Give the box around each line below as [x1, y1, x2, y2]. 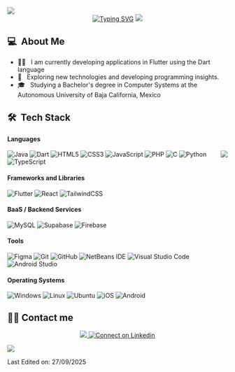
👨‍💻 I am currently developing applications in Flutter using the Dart [17, 57, 211, 66]
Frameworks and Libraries [7, 174, 85, 182]
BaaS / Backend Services [7, 206, 82, 214]
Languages [7, 134, 41, 143]
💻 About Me [7, 36, 65, 48]
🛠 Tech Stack [7, 112, 71, 124]
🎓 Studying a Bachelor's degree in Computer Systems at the [17, 80, 198, 89]
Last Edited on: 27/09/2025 [7, 358, 87, 366]
